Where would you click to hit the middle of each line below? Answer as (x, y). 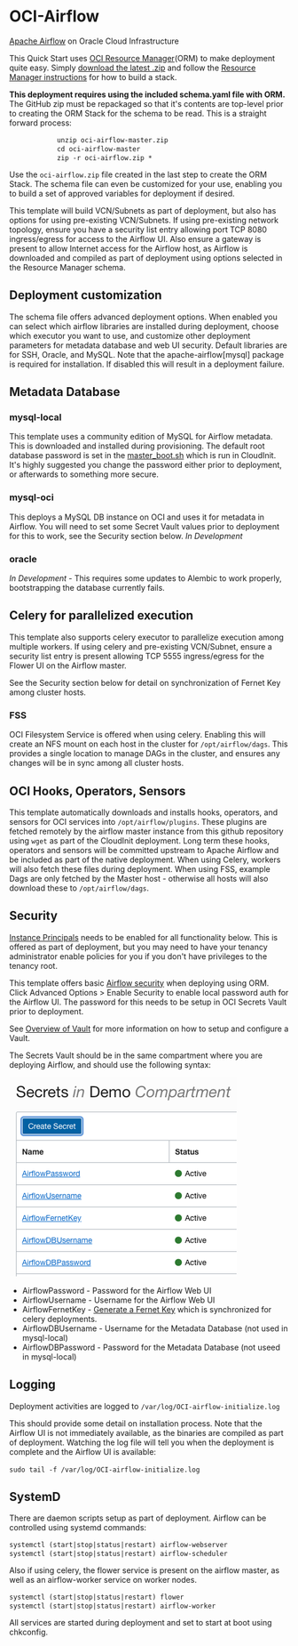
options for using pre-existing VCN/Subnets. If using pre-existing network (144, 220)
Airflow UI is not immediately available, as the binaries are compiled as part (146, 1432)
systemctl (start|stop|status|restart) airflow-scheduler (118, 1554)
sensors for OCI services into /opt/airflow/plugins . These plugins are (138, 821)
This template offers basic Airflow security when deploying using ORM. (139, 983)
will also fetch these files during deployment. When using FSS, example (140, 868)
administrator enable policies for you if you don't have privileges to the (138, 956)
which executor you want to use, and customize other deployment (130, 335)
